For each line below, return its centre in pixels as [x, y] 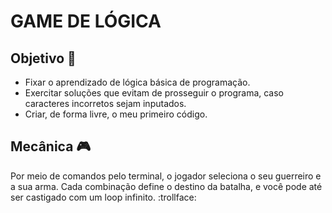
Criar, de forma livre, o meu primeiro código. [116, 114]
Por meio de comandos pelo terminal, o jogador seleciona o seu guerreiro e [166, 176]
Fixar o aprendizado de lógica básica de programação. [137, 82]
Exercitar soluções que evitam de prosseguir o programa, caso [154, 93]
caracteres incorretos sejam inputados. [105, 103]
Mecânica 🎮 [51, 146]
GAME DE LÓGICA [86, 21]
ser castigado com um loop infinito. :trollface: [103, 197]
